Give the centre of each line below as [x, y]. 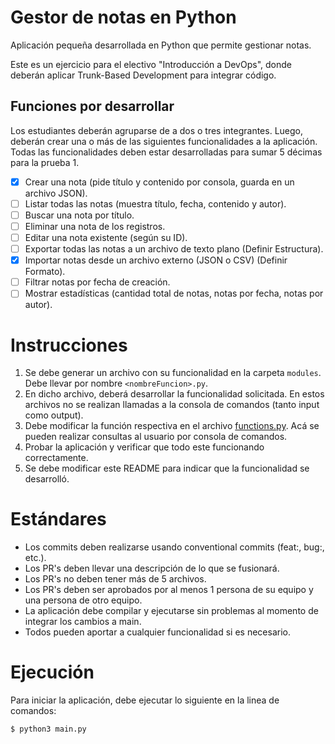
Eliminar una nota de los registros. [95, 226]
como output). [54, 415]
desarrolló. [47, 479]
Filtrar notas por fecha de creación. [97, 282]
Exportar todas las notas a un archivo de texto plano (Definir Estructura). [174, 249]
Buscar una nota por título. [79, 215]
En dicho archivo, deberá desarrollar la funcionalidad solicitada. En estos [174, 394]
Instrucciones [69, 345]
